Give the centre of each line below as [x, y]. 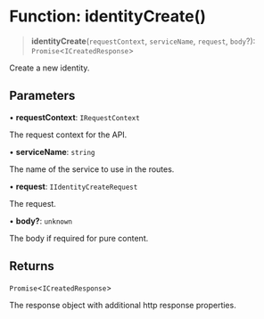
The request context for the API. [68, 135]
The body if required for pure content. [79, 238]
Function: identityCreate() [108, 16]
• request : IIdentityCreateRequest [74, 186]
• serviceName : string [52, 151]
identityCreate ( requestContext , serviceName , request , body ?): [143, 41]
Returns [32, 266]
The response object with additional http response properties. [123, 305]
